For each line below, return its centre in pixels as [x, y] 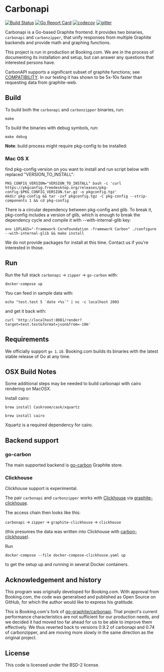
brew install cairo [25, 416]
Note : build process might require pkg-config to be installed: [66, 146]
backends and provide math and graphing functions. [58, 42]
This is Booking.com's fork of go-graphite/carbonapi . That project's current [81, 612]
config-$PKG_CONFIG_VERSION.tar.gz [41, 192]
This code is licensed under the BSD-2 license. [52, 665]
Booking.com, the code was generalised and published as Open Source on [80, 597]
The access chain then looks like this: [43, 513]
